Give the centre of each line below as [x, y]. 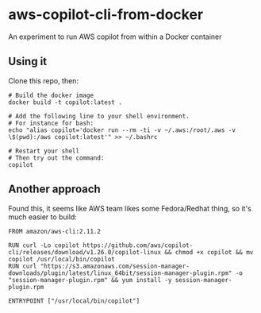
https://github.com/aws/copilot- [138, 245]
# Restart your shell [44, 151]
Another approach [54, 189]
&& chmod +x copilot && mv [209, 252]
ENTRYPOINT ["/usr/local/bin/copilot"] [74, 301]
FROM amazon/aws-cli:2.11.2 [55, 231]
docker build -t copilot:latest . [65, 102]
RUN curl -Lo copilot [44, 245]
